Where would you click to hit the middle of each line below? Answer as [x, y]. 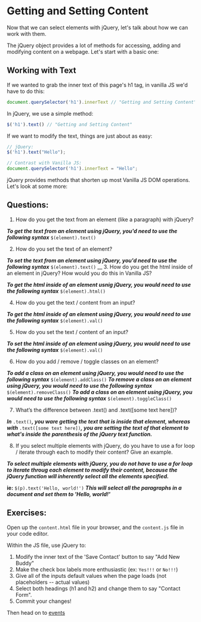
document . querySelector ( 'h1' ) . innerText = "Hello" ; [72, 169]
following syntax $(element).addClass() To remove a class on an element [99, 379]
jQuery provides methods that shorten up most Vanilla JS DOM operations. [98, 180]
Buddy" [25, 563]
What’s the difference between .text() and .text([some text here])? [96, 410]
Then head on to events [36, 612]
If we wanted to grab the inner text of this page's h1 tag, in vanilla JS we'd [98, 85]
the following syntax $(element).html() [56, 291]
